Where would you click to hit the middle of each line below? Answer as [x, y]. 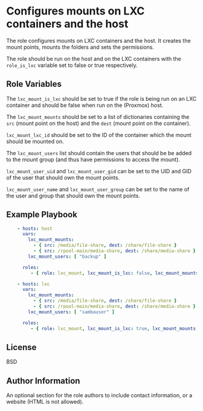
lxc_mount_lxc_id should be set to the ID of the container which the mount [99, 135]
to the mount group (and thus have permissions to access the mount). [93, 159]
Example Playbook [42, 215]
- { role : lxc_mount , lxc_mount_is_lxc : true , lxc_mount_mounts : [114, 328]
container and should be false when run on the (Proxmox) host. [85, 105]
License [21, 347]
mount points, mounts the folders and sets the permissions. [80, 47]
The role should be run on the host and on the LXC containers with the [94, 59]
